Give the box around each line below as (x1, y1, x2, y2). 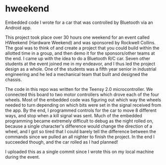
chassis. (5, 77, 22, 82)
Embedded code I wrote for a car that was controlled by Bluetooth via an (5, 19, 154, 25)
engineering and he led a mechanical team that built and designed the (5, 71, 148, 77)
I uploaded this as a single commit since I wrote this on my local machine (5, 149, 154, 155)
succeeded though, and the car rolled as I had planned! (5, 139, 118, 145)
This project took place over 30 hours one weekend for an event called (5, 34, 150, 40)
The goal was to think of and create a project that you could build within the (5, 45, 160, 51)
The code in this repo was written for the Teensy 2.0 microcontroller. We (5, 86, 153, 92)
